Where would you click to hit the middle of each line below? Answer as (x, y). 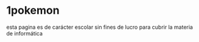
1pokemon (33, 10)
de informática (25, 33)
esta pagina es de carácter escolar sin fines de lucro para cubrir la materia (100, 27)
